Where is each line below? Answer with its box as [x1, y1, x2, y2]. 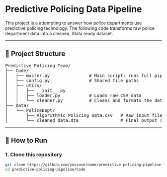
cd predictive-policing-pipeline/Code [5, 167, 85, 172]
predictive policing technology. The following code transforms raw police [5, 25, 155, 31]
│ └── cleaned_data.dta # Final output [5, 117, 158, 123]
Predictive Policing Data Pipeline [5, 3, 142, 15]
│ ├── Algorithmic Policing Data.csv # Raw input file [5, 112, 163, 118]
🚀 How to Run [5, 136, 48, 145]
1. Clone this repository [5, 151, 62, 158]
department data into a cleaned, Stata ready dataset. [5, 30, 113, 36]
